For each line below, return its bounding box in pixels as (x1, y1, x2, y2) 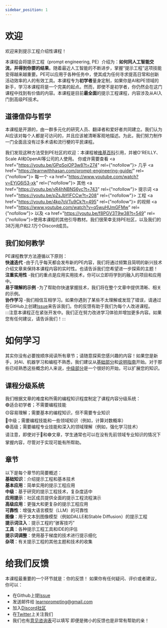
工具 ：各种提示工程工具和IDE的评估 (5, 526, 78, 532)
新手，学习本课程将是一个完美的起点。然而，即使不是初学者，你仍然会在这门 (5, 84, 163, 90)
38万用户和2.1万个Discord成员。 (5, 223, 71, 229)
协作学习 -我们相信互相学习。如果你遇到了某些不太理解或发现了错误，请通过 (5, 297, 162, 303)
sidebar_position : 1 (5, 7, 48, 13)
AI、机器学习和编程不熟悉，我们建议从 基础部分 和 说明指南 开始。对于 (18, 359, 158, 365)
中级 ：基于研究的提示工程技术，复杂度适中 (5, 488, 93, 494)
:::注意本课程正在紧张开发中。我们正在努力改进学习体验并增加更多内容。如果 (5, 309, 162, 316)
